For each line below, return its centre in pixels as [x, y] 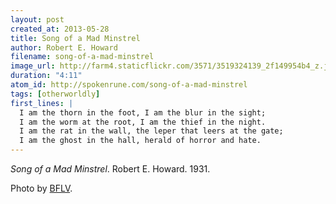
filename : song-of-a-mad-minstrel [82, 57]
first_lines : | [42, 103]
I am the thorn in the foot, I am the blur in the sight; [143, 112]
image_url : [33, 66]
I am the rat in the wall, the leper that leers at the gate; [151, 131]
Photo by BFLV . [41, 188]
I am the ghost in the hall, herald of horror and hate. [140, 141]
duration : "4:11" [46, 76]
